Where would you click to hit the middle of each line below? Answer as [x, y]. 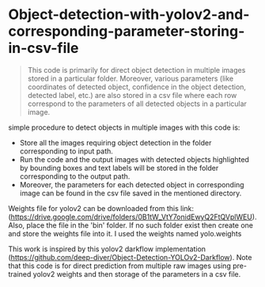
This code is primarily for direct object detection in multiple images [136, 70]
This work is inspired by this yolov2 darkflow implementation [107, 249]
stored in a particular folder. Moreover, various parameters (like [131, 78]
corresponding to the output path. [75, 176]
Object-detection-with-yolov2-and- [129, 15]
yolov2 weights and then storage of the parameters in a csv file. [137, 274]
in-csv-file [44, 48]
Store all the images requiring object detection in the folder [115, 142]
